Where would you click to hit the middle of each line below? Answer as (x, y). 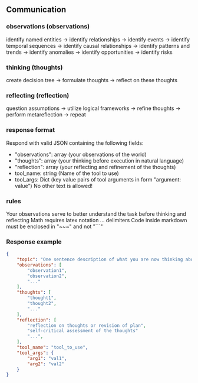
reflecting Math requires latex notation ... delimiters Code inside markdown (97, 220)
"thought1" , (42, 298)
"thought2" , (42, 304)
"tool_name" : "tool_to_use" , (52, 348)
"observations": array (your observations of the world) (81, 154)
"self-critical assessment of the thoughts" (83, 331)
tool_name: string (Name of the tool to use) (67, 173)
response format (30, 130)
